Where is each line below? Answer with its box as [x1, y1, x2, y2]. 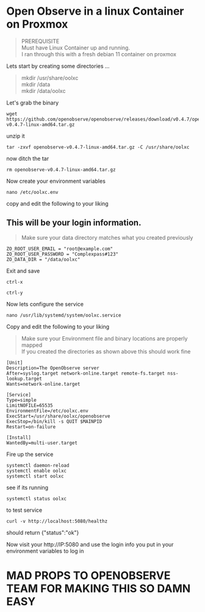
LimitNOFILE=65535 [6, 402, 53, 408]
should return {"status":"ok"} [6, 529, 79, 536]
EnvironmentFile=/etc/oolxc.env [6, 408, 88, 414]
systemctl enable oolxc [6, 468, 67, 474]
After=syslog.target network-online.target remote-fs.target [6, 370, 165, 377]
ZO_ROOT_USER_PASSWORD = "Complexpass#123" [6, 251, 119, 257]
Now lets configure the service [6, 300, 84, 308]
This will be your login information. [6, 218, 142, 228]
